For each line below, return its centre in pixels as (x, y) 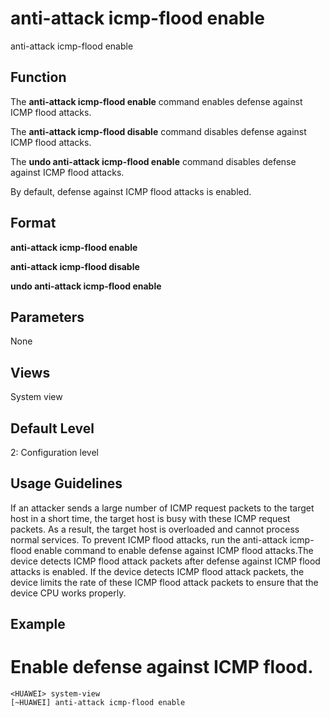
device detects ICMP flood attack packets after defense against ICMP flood (165, 561)
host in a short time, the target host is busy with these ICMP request (150, 518)
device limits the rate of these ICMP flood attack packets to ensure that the (164, 582)
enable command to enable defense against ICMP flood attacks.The (173, 550)
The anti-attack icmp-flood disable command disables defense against (158, 131)
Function (38, 77)
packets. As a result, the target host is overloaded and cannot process (155, 529)
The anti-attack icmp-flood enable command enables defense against (156, 101)
